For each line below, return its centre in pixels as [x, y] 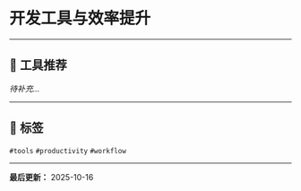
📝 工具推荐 [38, 65]
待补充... [25, 88]
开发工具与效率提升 [80, 18]
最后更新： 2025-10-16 [52, 177]
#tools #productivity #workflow [68, 151]
